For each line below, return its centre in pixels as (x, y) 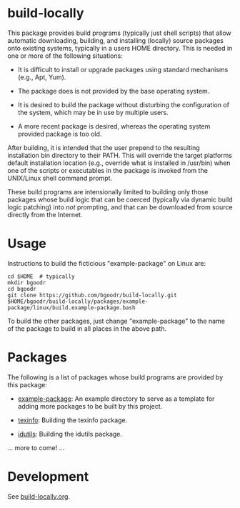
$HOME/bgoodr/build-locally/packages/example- (78, 302)
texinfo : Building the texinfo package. (72, 420)
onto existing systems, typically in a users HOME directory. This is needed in (120, 48)
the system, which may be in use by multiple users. (93, 112)
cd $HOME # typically (41, 277)
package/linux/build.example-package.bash (71, 308)
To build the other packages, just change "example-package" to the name (116, 321)
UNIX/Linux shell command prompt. (60, 178)
